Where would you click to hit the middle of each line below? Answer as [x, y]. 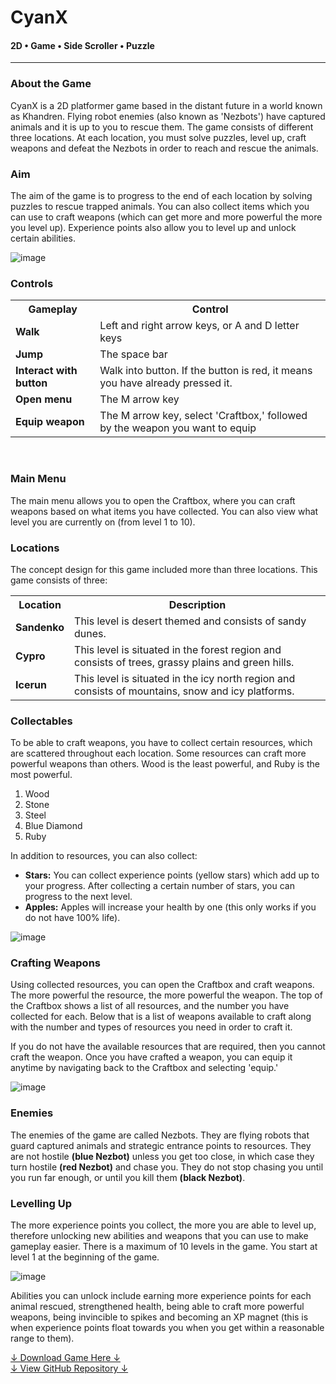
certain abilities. [43, 238]
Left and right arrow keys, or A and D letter [199, 326]
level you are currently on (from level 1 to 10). [103, 522]
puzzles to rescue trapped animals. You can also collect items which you [160, 206]
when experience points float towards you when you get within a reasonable [167, 1328]
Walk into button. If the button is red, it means [206, 371]
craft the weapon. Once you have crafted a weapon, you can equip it [151, 1057]
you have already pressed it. [166, 383]
